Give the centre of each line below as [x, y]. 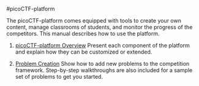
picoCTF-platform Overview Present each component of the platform [102, 45]
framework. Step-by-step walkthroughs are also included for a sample [104, 70]
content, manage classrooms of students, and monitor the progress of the [99, 27]
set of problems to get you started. [59, 77]
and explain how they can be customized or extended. [84, 52]
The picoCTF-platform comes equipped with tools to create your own [94, 20]
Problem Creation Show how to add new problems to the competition [102, 64]
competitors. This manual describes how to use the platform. [83, 34]
